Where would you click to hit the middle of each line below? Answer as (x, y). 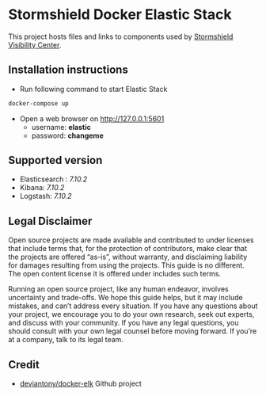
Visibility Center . (35, 44)
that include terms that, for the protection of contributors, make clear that (128, 249)
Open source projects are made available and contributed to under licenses (131, 240)
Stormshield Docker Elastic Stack (120, 15)
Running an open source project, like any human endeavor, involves (118, 289)
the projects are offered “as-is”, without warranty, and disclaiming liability (128, 257)
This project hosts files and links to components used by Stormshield (121, 36)
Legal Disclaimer (50, 221)
